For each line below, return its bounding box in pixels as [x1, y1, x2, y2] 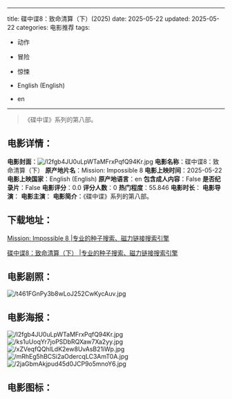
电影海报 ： [7, 311, 53, 323]
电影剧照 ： [7, 271, 53, 283]
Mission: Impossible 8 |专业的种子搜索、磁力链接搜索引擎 [7, 233, 170, 242]
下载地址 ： [7, 214, 53, 226]
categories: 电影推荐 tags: [16, 24, 90, 31]
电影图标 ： [7, 382, 53, 393]
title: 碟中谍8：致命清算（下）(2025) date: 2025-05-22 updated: [7, 15, 191, 23]
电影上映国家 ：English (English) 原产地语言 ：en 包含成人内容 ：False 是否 [7, 175, 215, 183]
